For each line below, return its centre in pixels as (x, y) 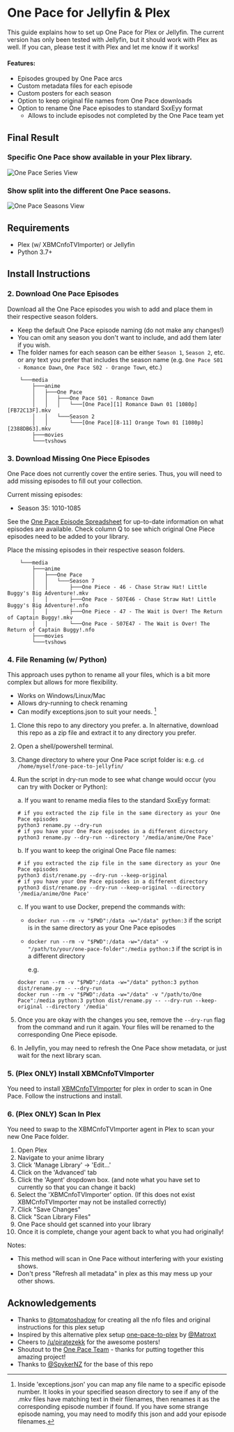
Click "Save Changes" (49, 1209)
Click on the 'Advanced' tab (57, 1172)
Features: (22, 63)
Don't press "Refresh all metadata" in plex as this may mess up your (115, 1274)
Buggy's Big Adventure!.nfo (48, 605)
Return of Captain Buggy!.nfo (51, 629)
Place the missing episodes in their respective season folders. (96, 550)
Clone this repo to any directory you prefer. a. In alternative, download (118, 725)
